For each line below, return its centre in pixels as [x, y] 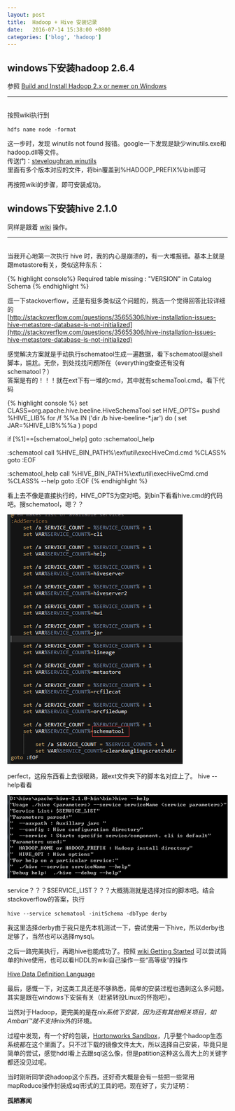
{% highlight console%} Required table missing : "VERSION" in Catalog [109, 278]
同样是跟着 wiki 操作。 [39, 227]
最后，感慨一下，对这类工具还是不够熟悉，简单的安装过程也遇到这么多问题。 [117, 988]
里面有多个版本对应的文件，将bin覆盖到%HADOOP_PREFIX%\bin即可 [107, 170]
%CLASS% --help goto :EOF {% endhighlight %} [78, 481]
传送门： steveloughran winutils [52, 161]
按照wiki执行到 [28, 115]
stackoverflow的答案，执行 [46, 899]
